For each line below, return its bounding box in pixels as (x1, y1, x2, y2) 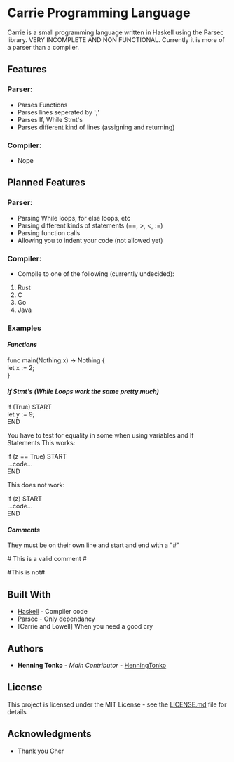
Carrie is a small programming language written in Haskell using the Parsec (7, 28, 224, 37)
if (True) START (7, 402, 53, 412)
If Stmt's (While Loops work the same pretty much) (7, 387, 160, 395)
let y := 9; (7, 410, 35, 419)
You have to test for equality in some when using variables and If (7, 431, 194, 440)
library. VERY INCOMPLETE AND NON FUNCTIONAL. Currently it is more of (7, 35, 226, 44)
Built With (7, 589, 51, 600)
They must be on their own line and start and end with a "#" (7, 541, 180, 549)
